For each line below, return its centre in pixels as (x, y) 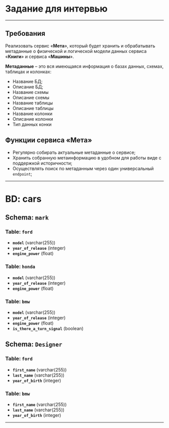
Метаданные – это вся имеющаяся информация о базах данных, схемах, (84, 66)
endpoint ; (22, 174)
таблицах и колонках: (28, 72)
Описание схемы (31, 97)
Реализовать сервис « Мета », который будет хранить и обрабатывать (80, 45)
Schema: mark (27, 218)
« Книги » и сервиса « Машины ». (40, 57)
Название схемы (30, 92)
